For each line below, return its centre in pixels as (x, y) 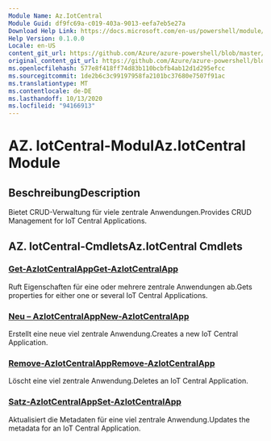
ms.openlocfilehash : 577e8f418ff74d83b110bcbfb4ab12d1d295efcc (117, 69)
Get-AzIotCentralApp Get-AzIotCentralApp (94, 269)
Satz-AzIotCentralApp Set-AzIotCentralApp (95, 402)
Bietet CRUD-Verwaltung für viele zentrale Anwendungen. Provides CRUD (130, 212)
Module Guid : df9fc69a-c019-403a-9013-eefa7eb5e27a (97, 23)
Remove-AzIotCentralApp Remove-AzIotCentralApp (112, 363)
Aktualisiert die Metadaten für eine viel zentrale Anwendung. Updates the (129, 419)
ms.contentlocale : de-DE (50, 91)
